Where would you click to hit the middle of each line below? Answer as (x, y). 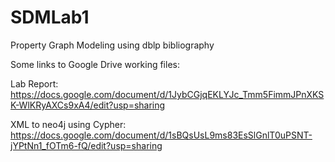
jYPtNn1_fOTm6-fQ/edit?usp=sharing (86, 145)
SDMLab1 (50, 17)
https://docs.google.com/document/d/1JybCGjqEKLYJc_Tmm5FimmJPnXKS (167, 94)
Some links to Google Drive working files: (95, 64)
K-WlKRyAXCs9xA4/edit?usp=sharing (88, 105)
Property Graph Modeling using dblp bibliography (112, 45)
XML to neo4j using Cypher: (68, 124)
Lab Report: (34, 83)
